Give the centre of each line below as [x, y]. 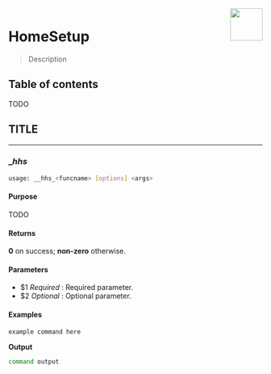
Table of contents [53, 84]
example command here [45, 332]
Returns [22, 233]
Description [47, 59]
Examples [25, 314]
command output [34, 361]
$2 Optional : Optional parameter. [75, 296]
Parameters [28, 269]
